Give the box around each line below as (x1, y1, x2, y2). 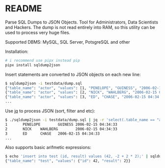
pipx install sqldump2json (5, 62, 60, 68)
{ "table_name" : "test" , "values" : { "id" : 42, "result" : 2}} (5, 159, 131, 164)
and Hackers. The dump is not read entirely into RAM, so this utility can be (5, 24, 156, 30)
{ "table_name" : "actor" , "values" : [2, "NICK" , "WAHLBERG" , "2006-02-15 (5, 90, 157, 95)
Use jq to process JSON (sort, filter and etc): (5, 108, 95, 114)
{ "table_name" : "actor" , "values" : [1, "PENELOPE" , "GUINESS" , (5, 85, 137, 91)
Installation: (5, 48, 28, 54)
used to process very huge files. (5, 29, 70, 35)
